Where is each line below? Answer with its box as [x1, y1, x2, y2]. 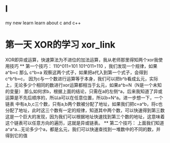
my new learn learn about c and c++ [5, 20, 81, 26]
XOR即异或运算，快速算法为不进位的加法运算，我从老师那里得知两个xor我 [5, 57, 158, 63]
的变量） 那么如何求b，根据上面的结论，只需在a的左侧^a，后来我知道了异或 [5, 88, 163, 94]
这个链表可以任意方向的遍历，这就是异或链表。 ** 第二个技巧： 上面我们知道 [5, 120, 164, 126]
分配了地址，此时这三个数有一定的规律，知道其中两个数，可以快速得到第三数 [5, 107, 165, 113]
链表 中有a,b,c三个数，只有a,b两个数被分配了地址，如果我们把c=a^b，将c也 [5, 101, 163, 107]
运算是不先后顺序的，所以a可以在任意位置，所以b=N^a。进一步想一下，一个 [5, 94, 163, 101]
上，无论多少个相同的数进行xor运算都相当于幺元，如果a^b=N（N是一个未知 [5, 82, 162, 88]
